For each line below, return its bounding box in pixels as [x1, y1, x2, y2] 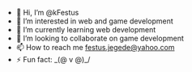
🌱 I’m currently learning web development [15, 25, 156, 34]
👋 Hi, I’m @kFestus [15, 8, 79, 17]
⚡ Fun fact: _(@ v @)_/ [15, 55, 91, 64]
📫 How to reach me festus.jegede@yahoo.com [15, 43, 175, 52]
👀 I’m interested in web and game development [15, 16, 173, 26]
